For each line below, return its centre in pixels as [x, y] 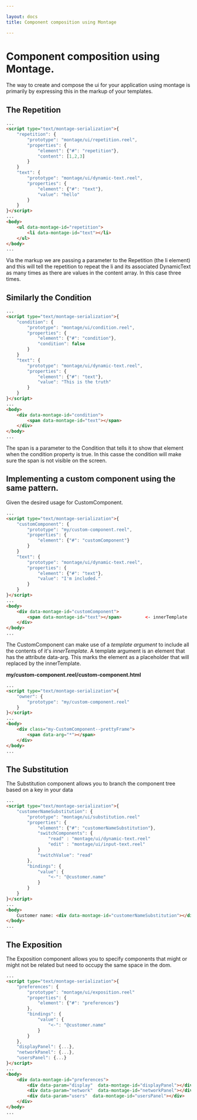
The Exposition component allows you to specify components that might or [97, 959]
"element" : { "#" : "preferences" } [78, 1003]
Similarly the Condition [49, 297]
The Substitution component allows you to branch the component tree [91, 784]
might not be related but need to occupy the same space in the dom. [89, 965]
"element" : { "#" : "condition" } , [77, 339]
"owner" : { [30, 696]
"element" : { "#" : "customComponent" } [84, 541]
